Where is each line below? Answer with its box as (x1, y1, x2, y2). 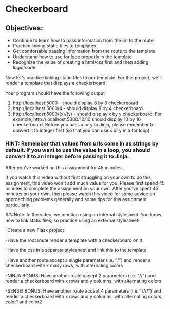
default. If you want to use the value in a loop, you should (5, 146, 150, 153)
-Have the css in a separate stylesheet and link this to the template (5, 247, 147, 253)
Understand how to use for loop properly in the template (12, 53, 132, 60)
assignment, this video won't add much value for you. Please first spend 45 (5, 180, 165, 186)
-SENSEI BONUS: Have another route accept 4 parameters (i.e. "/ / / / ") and (5, 288, 162, 294)
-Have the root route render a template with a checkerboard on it (5, 237, 143, 243)
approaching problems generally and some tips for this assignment (5, 196, 147, 203)
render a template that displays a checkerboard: (5, 80, 107, 86)
